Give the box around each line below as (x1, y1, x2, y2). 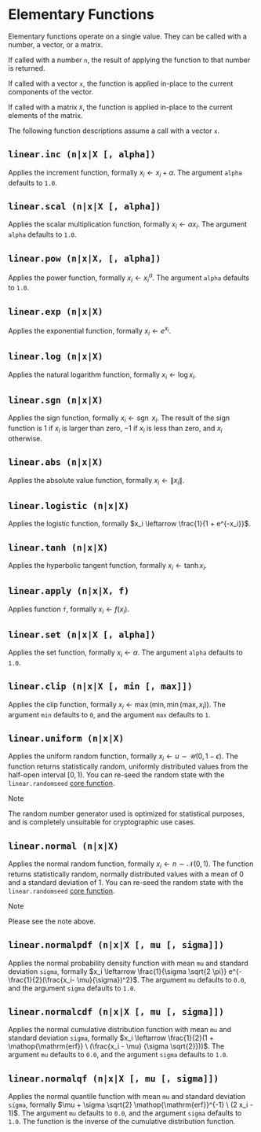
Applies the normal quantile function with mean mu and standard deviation (8, 1092, 245, 1101)
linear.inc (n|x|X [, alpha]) (8, 149, 156, 160)
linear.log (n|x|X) (8, 351, 103, 363)
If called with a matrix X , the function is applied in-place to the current (8, 102, 234, 112)
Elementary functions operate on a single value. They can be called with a (8, 31, 247, 41)
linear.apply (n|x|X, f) (8, 585, 130, 597)
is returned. (8, 63, 45, 72)
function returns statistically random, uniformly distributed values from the (8, 761, 248, 772)
